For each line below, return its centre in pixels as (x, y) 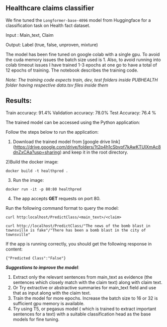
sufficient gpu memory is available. (49, 303)
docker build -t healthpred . (37, 171)
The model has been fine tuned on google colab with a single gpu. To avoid (83, 54)
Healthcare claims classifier (50, 8)
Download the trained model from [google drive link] (66, 142)
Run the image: (28, 180)
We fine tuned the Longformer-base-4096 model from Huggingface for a (78, 20)
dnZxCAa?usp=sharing (36, 152)
